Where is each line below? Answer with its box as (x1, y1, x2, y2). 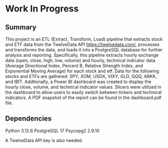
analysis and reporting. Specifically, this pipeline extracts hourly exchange (5, 52, 159, 58)
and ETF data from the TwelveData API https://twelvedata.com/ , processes (5, 41, 159, 47)
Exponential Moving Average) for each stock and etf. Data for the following (5, 68, 159, 74)
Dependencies (5, 114, 52, 123)
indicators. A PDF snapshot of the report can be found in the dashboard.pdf (5, 94, 161, 100)
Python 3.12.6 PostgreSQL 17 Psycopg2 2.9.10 (5, 127, 100, 133)
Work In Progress (5, 3, 79, 14)
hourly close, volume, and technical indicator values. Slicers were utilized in (5, 84, 162, 90)
